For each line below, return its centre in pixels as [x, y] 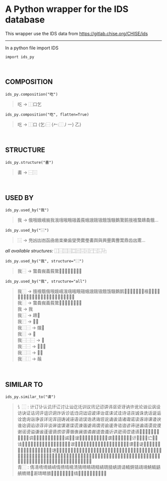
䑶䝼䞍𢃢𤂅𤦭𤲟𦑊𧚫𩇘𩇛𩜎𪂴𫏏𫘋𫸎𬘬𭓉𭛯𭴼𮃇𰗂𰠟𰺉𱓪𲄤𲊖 [62, 474]
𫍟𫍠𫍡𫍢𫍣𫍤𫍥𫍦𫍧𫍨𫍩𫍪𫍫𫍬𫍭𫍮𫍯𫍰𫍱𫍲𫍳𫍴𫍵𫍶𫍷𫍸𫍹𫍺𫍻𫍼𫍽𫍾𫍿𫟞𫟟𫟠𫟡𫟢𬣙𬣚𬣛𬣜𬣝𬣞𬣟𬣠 [87, 438]
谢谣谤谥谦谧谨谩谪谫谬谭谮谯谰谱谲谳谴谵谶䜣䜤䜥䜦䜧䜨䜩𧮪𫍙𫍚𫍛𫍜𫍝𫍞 [88, 432]
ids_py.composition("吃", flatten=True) [47, 115]
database [25, 20]
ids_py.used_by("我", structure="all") [46, 282]
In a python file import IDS [32, 48]
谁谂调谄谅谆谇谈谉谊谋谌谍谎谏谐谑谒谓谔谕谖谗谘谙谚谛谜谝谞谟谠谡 [89, 425]
